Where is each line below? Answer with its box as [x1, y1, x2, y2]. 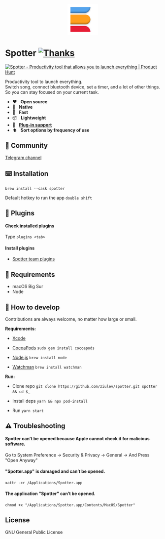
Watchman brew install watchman [12, 364, 82, 370]
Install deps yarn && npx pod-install [12, 398, 88, 404]
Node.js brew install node [12, 354, 67, 360]
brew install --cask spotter [5, 186, 65, 191]
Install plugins [5, 245, 35, 251]
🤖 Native [12, 104, 33, 110]
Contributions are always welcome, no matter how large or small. [5, 316, 137, 322]
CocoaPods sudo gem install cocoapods [12, 345, 95, 351]
